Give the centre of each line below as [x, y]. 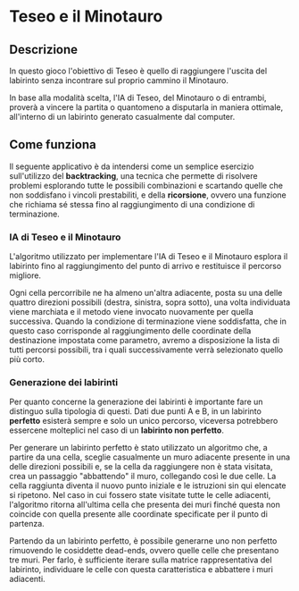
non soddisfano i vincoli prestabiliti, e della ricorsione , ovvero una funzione [148, 195]
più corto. [27, 359]
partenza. [27, 524]
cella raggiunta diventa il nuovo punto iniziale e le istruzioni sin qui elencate [148, 485]
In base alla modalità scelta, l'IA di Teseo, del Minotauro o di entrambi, [138, 97]
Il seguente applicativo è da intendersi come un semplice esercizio [132, 166]
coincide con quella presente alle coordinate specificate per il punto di [138, 514]
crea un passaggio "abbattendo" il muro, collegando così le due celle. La [143, 477]
